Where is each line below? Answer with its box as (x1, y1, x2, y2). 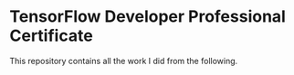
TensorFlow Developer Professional (9, 6, 286, 27)
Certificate (9, 25, 93, 46)
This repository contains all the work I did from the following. (9, 55, 238, 66)
